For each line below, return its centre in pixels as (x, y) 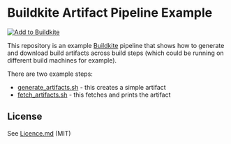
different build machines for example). (62, 60)
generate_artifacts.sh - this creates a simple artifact (91, 87)
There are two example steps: (50, 74)
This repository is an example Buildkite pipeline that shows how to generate (116, 45)
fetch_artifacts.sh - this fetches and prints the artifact (94, 95)
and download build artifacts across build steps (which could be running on (116, 53)
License (25, 117)
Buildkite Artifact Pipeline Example (110, 13)
